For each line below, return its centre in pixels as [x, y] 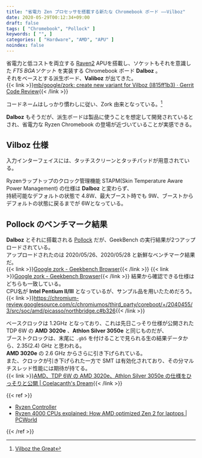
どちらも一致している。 [35, 284]
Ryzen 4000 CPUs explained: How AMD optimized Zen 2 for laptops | [101, 414]
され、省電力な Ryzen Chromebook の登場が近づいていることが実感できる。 [101, 124]
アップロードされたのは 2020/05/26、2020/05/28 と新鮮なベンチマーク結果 [101, 255]
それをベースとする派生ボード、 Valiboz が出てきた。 [72, 78]
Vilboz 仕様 [27, 145]
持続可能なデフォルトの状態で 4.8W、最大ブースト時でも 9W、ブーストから [100, 196]
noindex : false [25, 46]
